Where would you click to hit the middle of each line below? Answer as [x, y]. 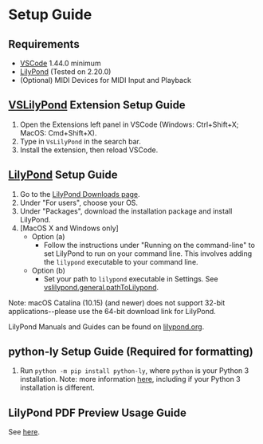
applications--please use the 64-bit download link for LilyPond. [112, 311]
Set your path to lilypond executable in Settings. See [131, 279]
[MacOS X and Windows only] [69, 228]
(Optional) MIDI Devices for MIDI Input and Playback [105, 80]
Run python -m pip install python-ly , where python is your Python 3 [134, 371]
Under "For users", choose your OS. [79, 202]
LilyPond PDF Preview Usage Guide [98, 413]
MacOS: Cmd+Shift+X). [58, 132]
